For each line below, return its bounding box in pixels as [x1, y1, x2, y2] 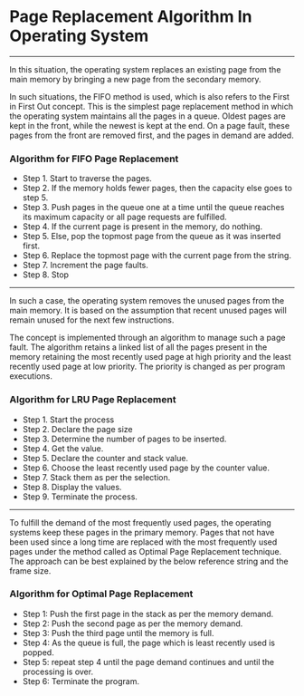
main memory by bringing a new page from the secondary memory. [9, 73, 261, 84]
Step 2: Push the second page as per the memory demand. [22, 618, 243, 629]
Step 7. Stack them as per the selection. [22, 471, 171, 482]
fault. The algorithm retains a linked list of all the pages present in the [9, 342, 268, 353]
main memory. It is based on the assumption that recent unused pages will [9, 305, 287, 316]
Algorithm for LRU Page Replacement [9, 393, 176, 406]
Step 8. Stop [22, 269, 70, 280]
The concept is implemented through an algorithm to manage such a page [9, 333, 286, 343]
